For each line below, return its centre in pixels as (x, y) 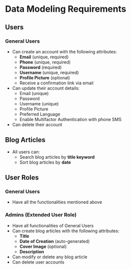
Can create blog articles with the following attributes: (65, 231)
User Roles (22, 178)
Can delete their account (37, 124)
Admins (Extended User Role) (41, 215)
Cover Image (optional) (43, 246)
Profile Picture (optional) (45, 77)
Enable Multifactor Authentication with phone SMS (70, 119)
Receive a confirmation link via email (56, 83)
